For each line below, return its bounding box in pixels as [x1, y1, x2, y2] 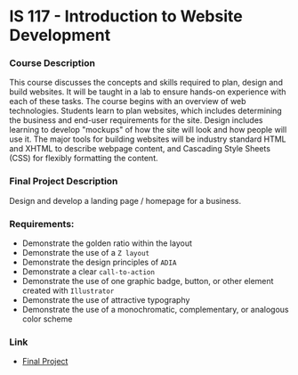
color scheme [21, 314, 73, 324]
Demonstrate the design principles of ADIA [21, 257, 177, 268]
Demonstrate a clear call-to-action [21, 266, 156, 277]
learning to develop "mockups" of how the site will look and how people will [9, 125, 287, 135]
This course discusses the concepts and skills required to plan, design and [9, 77, 283, 88]
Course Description [9, 57, 96, 69]
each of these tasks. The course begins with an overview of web [9, 96, 246, 107]
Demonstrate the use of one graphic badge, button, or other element [21, 276, 274, 287]
